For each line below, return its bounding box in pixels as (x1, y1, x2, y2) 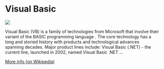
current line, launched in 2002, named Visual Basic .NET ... (5, 49, 123, 55)
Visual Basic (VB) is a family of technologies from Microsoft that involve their (5, 28, 159, 34)
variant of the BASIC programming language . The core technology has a (5, 34, 151, 39)
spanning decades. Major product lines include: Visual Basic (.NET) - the (5, 44, 151, 50)
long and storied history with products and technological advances (5, 39, 140, 45)
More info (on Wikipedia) (5, 58, 55, 64)
